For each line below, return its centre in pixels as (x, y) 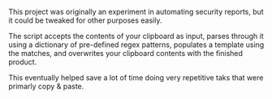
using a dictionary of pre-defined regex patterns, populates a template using (136, 45)
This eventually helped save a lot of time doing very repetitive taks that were (136, 77)
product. (23, 62)
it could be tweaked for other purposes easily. (85, 20)
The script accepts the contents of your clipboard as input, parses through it (136, 36)
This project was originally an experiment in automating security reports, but (136, 12)
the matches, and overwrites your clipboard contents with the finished (126, 53)
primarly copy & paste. (46, 86)
